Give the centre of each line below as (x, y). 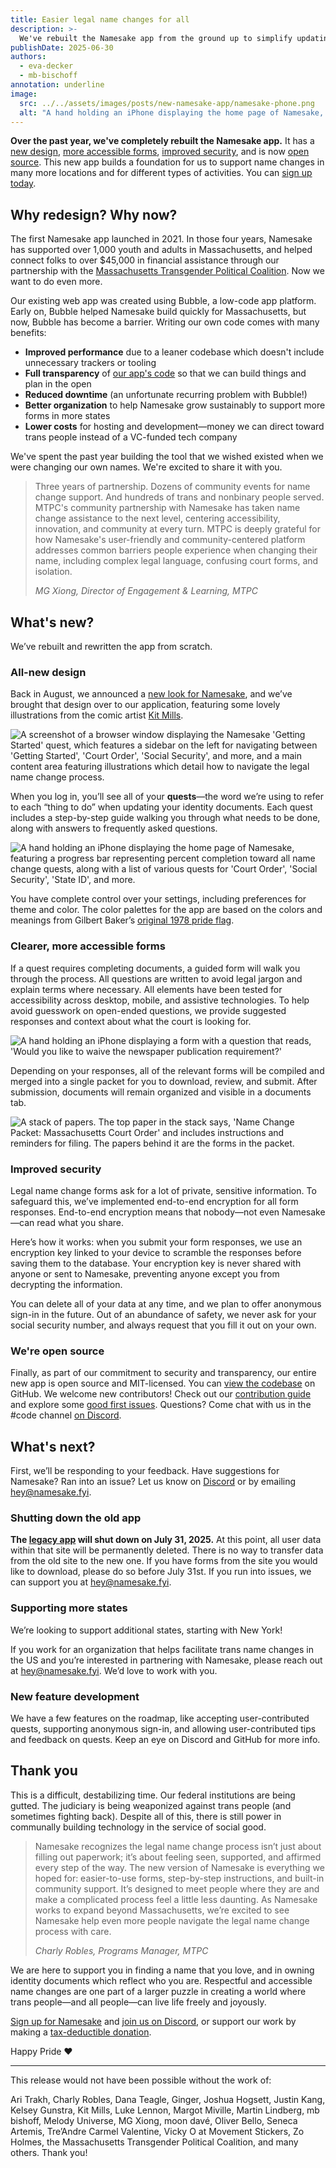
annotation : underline (57, 85)
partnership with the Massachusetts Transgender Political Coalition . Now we (167, 271)
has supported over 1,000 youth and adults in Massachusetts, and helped (161, 250)
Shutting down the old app (76, 1518)
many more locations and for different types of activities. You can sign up (161, 173)
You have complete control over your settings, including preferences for (158, 899)
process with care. (73, 1931)
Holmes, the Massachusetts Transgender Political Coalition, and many (154, 2142)
